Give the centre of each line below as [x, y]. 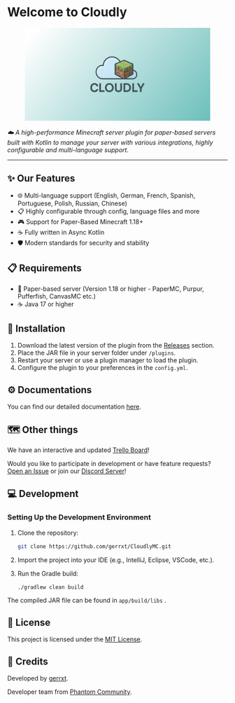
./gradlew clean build [50, 587]
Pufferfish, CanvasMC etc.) [57, 296]
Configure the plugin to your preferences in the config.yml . [102, 368]
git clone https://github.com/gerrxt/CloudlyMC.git [94, 546]
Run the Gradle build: [48, 573]
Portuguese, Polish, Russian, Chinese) [72, 203]
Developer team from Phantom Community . [70, 692]
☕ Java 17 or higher [46, 304]
